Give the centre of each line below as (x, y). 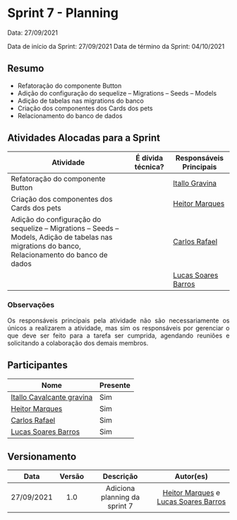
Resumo (26, 69)
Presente (115, 385)
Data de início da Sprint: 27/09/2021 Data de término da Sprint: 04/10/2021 (116, 46)
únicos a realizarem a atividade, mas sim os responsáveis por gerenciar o (119, 328)
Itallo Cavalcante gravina (52, 397)
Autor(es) (191, 477)
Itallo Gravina (195, 183)
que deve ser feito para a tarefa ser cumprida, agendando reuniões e (119, 335)
